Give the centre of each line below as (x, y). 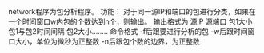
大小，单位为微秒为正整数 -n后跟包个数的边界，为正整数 (107, 41)
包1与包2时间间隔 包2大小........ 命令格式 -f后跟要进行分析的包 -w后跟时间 (128, 31)
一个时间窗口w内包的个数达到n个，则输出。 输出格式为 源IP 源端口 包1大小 (130, 21)
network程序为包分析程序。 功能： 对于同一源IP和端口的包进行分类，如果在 (132, 11)
